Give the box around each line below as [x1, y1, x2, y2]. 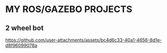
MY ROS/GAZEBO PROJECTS [5, 4, 133, 15]
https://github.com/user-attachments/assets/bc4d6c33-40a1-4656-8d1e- [5, 37, 162, 43]
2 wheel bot [5, 24, 44, 32]
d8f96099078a [5, 42, 38, 48]
